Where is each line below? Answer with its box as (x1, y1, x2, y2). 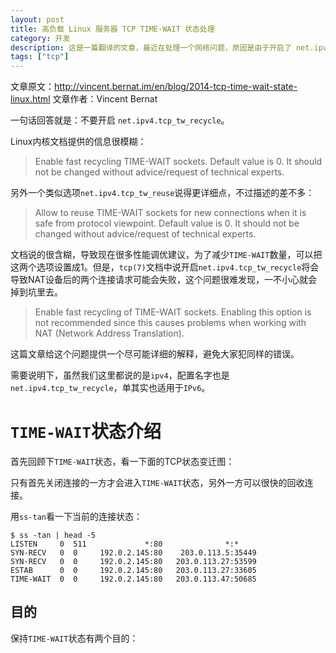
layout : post (10, 14, 65, 25)
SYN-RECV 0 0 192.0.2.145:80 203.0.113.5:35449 (10, 548, 257, 558)
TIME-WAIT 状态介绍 (10, 421, 162, 443)
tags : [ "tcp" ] (10, 52, 70, 62)
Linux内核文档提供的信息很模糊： (10, 136, 147, 148)
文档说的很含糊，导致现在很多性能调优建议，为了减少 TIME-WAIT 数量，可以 (10, 249, 314, 261)
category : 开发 (10, 33, 71, 43)
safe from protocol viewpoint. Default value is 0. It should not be (34, 217, 300, 230)
